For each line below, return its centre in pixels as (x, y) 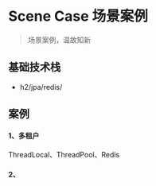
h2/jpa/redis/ (41, 87)
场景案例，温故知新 (59, 40)
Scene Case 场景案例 (78, 16)
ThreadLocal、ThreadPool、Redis (64, 155)
